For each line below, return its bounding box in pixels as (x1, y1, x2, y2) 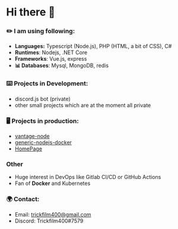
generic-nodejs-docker (14, 139, 72, 146)
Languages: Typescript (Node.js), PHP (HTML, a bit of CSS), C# (14, 43, 172, 50)
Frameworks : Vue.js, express (14, 55, 87, 62)
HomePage (14, 145, 43, 152)
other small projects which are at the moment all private (14, 101, 151, 109)
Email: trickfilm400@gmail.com (14, 211, 91, 218)
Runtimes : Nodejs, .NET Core (14, 49, 88, 56)
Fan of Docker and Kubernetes (14, 180, 91, 187)
